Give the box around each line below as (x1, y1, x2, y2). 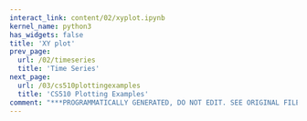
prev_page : (9, 47, 51, 56)
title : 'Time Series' (17, 65, 101, 74)
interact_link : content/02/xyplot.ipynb (9, 13, 166, 23)
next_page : (9, 73, 51, 82)
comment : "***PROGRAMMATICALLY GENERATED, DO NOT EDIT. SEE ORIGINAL (9, 97, 281, 107)
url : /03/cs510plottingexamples (17, 81, 142, 90)
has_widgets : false (9, 30, 84, 39)
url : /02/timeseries (17, 55, 96, 65)
